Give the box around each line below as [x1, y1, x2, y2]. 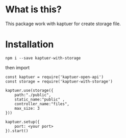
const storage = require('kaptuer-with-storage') [5, 78, 113, 84]
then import [5, 64, 30, 70]
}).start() [5, 128, 29, 133]
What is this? [5, 4, 62, 15]
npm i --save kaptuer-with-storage [5, 55, 81, 61]
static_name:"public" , [14, 96, 65, 102]
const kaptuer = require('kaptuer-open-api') [5, 74, 104, 80]
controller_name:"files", [14, 101, 70, 106]
